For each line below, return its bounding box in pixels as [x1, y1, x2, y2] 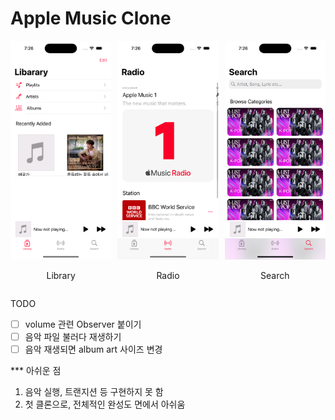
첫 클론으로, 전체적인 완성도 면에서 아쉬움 [24, 398, 186, 411]
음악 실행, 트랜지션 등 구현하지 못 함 [24, 386, 164, 398]
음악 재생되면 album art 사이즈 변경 [24, 343, 163, 356]
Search [260, 269, 290, 281]
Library [46, 269, 76, 281]
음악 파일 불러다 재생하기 [24, 331, 122, 342]
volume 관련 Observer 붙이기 [24, 318, 142, 330]
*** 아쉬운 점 [10, 365, 62, 377]
